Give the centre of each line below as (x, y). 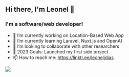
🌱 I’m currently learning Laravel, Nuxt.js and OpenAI (67, 41)
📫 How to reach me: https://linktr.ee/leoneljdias (63, 57)
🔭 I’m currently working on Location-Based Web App (68, 35)
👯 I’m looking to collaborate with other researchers (66, 46)
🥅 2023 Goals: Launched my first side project (60, 51)
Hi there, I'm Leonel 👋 (40, 9)
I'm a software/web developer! (44, 24)
